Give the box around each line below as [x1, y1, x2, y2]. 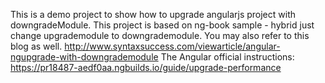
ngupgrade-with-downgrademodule [10, 51, 159, 63]
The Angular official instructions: [160, 51, 295, 63]
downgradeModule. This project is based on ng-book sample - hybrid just [10, 19, 315, 31]
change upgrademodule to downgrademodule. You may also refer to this [10, 30, 310, 41]
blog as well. [10, 40, 63, 52]
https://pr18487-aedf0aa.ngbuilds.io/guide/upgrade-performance [10, 62, 282, 73]
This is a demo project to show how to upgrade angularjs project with [10, 9, 296, 20]
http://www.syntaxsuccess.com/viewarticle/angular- [64, 40, 281, 52]
